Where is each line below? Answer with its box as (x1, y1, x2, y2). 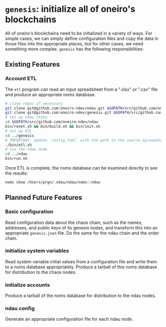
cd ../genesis (5, 133, 35, 138)
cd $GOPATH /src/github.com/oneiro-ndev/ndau (5, 119, 98, 124)
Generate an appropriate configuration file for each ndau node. (5, 316, 133, 322)
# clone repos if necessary (5, 101, 63, 106)
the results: (5, 170, 28, 176)
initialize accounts (5, 281, 50, 288)
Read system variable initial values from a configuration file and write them (5, 258, 157, 264)
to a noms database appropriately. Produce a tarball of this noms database (5, 264, 157, 270)
